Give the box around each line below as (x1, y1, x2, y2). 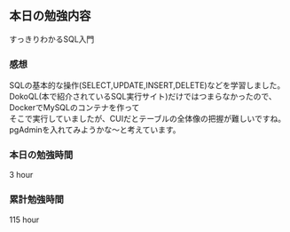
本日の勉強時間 (9, 149, 74, 162)
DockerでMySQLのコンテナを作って (9, 102, 140, 113)
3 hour (9, 170, 34, 180)
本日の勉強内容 (9, 8, 91, 24)
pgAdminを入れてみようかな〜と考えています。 (9, 124, 181, 135)
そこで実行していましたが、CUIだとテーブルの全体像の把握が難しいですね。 (9, 114, 286, 124)
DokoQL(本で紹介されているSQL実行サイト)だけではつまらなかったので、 (9, 92, 277, 102)
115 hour (9, 214, 40, 225)
